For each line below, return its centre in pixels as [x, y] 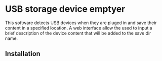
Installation [23, 54]
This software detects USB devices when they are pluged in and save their [81, 23]
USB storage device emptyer [65, 9]
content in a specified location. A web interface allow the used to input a [79, 28]
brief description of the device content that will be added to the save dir [78, 33]
